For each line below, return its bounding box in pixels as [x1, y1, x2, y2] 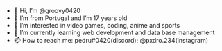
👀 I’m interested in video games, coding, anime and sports [13, 21, 180, 29]
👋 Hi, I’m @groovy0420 [13, 7, 81, 14]
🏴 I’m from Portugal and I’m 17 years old [13, 14, 128, 22]
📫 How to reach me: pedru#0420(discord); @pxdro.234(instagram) [13, 37, 209, 44]
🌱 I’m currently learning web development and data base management [13, 28, 215, 37]
